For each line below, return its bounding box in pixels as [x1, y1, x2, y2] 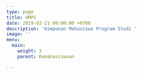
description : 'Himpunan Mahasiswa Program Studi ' [6, 25, 137, 32]
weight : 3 [17, 48, 42, 54]
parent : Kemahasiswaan [17, 54, 75, 60]
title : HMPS [6, 14, 36, 20]
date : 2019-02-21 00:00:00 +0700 [6, 20, 91, 26]
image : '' [6, 31, 32, 37]
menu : [6, 37, 20, 43]
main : [12, 43, 26, 49]
